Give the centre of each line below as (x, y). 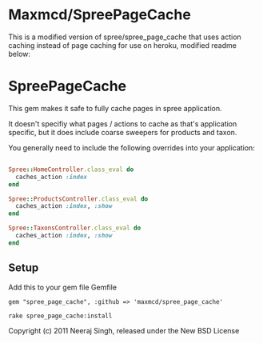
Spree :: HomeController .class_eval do (71, 170)
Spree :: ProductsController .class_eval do (78, 199)
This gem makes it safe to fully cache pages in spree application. (115, 108)
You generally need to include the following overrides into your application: (132, 148)
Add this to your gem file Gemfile (63, 287)
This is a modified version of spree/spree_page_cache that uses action (125, 37)
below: (19, 54)
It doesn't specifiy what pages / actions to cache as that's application (123, 124)
